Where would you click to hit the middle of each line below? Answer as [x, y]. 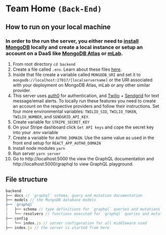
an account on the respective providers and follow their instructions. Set [86, 106]
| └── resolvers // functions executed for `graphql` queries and [77, 214]
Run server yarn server [37, 153]
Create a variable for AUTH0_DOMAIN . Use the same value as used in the [83, 138]
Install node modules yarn [39, 148]
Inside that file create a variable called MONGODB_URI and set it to [77, 74]
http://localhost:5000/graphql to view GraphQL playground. [73, 164]
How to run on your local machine [58, 27]
